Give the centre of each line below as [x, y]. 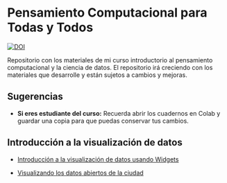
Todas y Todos [50, 27]
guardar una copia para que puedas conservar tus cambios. [103, 121]
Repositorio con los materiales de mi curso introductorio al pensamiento [110, 60]
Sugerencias [35, 97]
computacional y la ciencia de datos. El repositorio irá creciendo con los [110, 67]
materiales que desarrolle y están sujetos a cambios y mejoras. [97, 75]
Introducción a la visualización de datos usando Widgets [98, 159]
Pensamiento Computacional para [107, 13]
